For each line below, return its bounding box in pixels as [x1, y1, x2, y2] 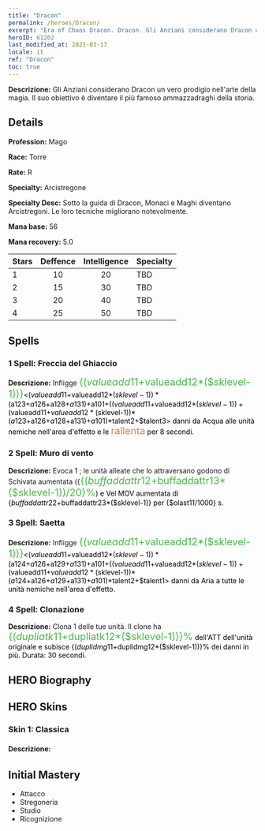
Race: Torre [8, 152, 47, 162]
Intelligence [83, 256, 129, 267]
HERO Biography [8, 673, 92, 687]
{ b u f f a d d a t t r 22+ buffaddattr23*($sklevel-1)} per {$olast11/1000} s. [8, 498, 224, 507]
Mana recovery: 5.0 [8, 237, 73, 246]
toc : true [8, 63, 41, 71]
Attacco [19, 789, 46, 799]
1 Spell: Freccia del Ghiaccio [8, 357, 118, 369]
